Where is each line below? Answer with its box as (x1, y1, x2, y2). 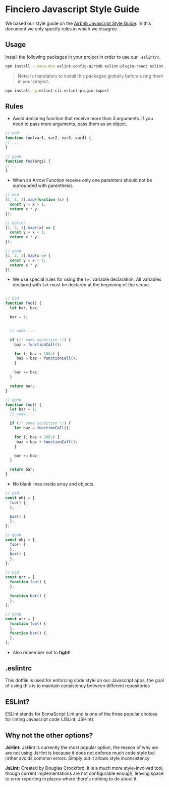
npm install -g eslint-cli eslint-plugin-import (5, 88, 109, 93)
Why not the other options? (5, 731, 93, 739)
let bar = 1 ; (10, 407, 37, 412)
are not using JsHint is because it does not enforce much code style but (5, 750, 155, 756)
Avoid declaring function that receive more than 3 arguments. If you (12, 116, 153, 122)
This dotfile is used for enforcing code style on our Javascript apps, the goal (5, 678, 164, 684)
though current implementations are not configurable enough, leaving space (5, 770, 164, 776)
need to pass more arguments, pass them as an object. (12, 121, 127, 127)
